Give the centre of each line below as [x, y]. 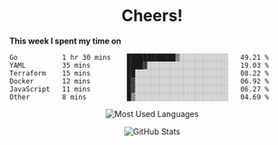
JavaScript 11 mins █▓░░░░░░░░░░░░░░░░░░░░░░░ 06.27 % [139, 89]
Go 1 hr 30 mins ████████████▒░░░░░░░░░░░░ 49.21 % [139, 57]
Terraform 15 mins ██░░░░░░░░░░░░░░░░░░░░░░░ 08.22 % [139, 73]
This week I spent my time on [66, 41]
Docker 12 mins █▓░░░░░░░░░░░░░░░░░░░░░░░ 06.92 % [139, 81]
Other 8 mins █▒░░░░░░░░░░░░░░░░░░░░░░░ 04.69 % [139, 97]
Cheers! [152, 16]
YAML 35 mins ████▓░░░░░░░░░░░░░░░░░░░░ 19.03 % [139, 65]
